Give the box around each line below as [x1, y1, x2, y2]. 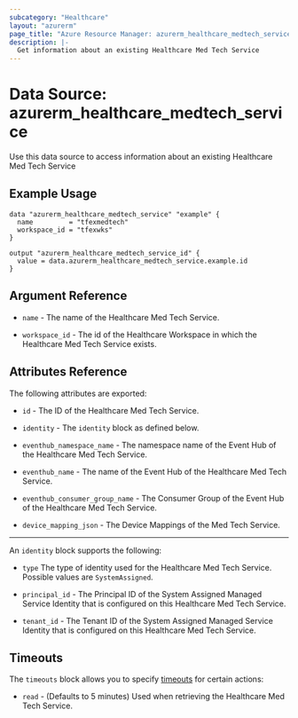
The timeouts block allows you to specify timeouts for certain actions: [9, 674, 264, 684]
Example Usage [9, 186, 98, 201]
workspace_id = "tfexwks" [17, 225, 114, 234]
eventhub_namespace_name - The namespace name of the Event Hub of [21, 439, 277, 450]
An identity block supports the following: [9, 545, 162, 556]
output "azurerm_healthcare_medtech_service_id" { [9, 249, 200, 257]
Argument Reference [9, 288, 128, 304]
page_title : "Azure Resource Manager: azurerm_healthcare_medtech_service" [9, 29, 295, 38]
